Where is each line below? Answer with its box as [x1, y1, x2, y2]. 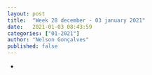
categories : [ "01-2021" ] [7, 29, 80, 37]
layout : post [7, 10, 46, 18]
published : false [7, 43, 58, 50]
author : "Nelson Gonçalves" [7, 36, 90, 43]
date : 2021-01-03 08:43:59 [7, 23, 92, 30]
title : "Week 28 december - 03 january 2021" [7, 17, 146, 24]
